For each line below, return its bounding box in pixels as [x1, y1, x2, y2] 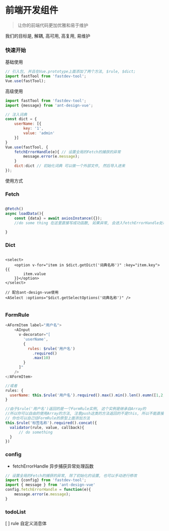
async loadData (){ [5, 211, 44, 216]
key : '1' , [23, 126, 44, 131]
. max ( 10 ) [32, 356, 51, 361]
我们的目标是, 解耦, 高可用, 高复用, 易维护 [5, 33, 91, 39]
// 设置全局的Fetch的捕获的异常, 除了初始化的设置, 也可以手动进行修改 [5, 473, 137, 478]
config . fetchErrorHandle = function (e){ [5, 487, 92, 492]
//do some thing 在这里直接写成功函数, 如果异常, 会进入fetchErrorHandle [14, 220, 159, 225]
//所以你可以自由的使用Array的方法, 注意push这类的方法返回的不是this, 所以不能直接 [5, 411, 164, 416]
